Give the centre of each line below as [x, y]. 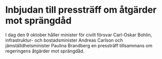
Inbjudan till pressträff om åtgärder [81, 10]
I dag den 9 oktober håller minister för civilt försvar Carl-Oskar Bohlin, [79, 35]
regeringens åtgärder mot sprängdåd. [45, 51]
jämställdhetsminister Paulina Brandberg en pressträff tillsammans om [79, 45]
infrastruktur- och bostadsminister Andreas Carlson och [64, 40]
